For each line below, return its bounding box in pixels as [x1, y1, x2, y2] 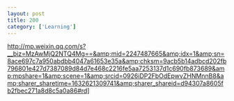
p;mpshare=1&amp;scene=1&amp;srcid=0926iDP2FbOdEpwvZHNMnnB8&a [7, 72, 224, 80]
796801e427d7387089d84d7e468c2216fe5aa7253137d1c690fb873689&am [7, 64, 225, 73]
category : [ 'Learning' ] [7, 23, 77, 30]
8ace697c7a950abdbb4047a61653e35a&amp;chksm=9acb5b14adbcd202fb [7, 57, 227, 65]
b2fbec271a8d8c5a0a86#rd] [7, 86, 90, 95]
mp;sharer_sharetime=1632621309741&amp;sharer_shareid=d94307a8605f [7, 79, 224, 88]
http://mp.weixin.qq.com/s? [7, 42, 86, 51]
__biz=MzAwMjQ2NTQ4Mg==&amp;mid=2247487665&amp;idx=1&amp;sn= [7, 49, 225, 58]
